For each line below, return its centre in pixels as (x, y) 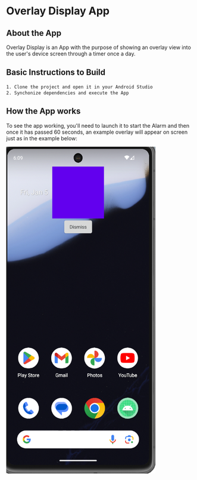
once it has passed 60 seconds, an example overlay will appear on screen (97, 132)
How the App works (43, 111)
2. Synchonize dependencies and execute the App (68, 93)
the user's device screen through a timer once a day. (71, 54)
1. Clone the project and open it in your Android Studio (79, 87)
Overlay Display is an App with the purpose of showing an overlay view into (99, 47)
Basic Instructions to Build (56, 73)
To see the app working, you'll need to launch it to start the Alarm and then (98, 125)
